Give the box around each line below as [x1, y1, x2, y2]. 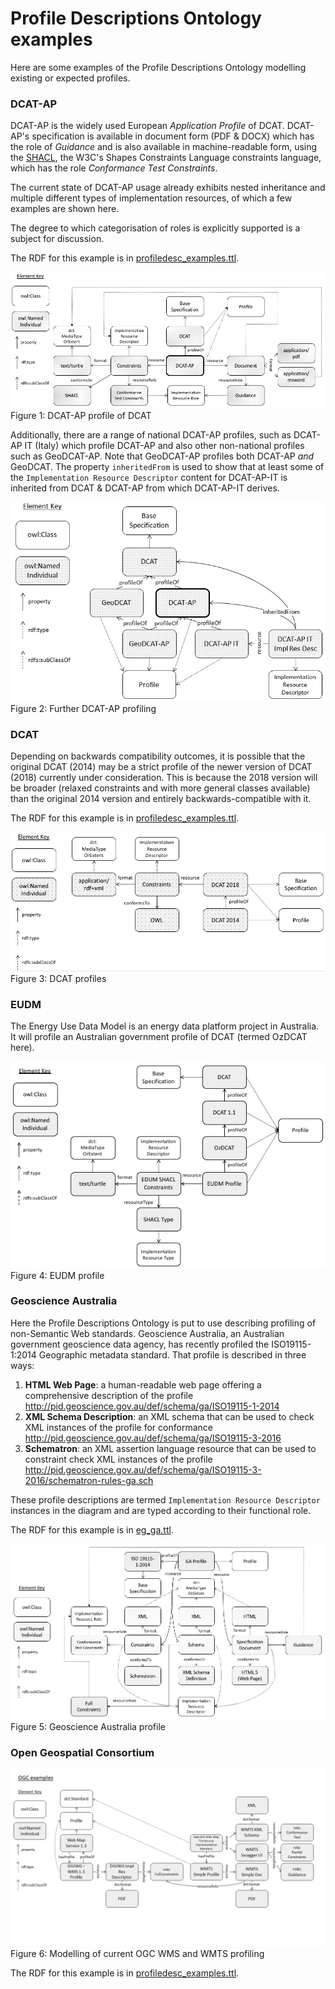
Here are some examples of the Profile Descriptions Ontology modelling [10, 61, 307, 73]
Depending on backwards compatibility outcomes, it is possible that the [10, 750, 306, 762]
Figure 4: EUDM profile [10, 1269, 105, 1281]
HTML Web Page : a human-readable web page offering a [24, 1378, 262, 1391]
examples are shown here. [10, 203, 120, 215]
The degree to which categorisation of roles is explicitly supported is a [10, 222, 301, 234]
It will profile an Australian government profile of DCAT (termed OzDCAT [10, 1031, 308, 1043]
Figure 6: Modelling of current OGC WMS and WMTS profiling [10, 1947, 265, 1959]
